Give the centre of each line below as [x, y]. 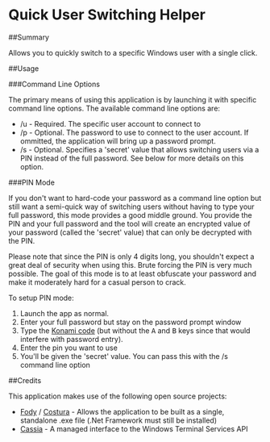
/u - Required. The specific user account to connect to [110, 123]
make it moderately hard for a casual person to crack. [98, 282]
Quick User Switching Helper [107, 15]
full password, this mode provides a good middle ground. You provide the [130, 215]
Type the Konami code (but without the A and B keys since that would [135, 330]
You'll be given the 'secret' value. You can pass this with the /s [124, 356]
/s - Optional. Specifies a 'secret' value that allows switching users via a [139, 149]
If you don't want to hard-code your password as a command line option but [135, 198]
